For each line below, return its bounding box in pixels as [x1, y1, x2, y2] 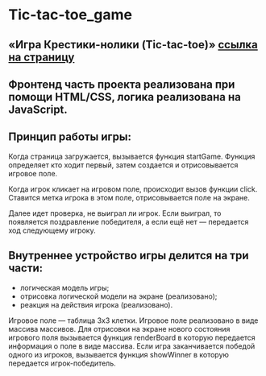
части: [8, 262, 44, 275]
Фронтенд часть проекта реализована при [8, 77, 235, 91]
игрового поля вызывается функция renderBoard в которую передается [8, 333, 256, 342]
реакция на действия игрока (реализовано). [19, 300, 173, 309]
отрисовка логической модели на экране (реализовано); [19, 291, 218, 301]
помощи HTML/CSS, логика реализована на [8, 90, 242, 104]
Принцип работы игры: [8, 130, 131, 144]
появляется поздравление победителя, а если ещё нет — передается [8, 217, 249, 226]
